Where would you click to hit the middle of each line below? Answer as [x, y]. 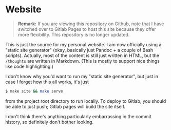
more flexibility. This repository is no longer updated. [74, 34]
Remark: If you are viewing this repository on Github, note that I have [91, 24]
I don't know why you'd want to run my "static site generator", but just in [82, 76]
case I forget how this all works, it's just [47, 82]
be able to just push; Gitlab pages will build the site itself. [65, 106]
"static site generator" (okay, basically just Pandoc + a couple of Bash [79, 50]
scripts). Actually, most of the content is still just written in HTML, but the [82, 55]
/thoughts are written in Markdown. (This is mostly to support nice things [83, 61]
